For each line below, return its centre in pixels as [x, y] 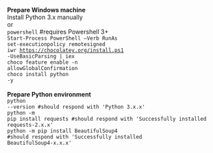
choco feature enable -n [42, 62]
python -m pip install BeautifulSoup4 [62, 131]
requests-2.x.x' [30, 125]
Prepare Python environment [49, 94]
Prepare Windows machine [46, 10]
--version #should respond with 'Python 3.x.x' [76, 107]
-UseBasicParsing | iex [41, 56]
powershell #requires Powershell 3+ [58, 32]
